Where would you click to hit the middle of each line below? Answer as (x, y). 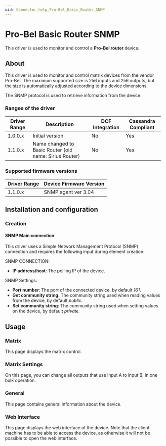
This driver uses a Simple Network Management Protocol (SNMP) (72, 247)
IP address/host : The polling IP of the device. (59, 271)
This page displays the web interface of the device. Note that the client (77, 428)
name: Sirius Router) (56, 156)
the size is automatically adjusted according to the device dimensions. (77, 86)
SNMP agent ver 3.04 (69, 192)
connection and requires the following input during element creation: (75, 252)
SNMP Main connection (30, 235)
